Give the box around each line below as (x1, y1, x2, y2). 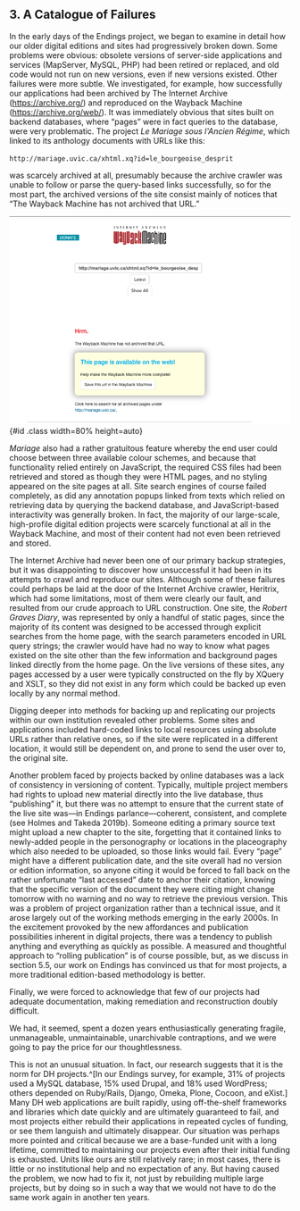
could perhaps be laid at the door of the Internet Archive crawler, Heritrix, (9, 583, 279, 594)
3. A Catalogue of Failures (9, 7, 156, 22)
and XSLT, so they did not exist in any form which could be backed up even (9, 678, 286, 689)
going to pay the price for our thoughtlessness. (9, 1041, 183, 1052)
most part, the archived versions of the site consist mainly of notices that (9, 188, 278, 199)
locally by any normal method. (9, 688, 121, 698)
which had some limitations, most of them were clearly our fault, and (9, 593, 262, 604)
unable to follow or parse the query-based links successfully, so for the (9, 179, 271, 190)
